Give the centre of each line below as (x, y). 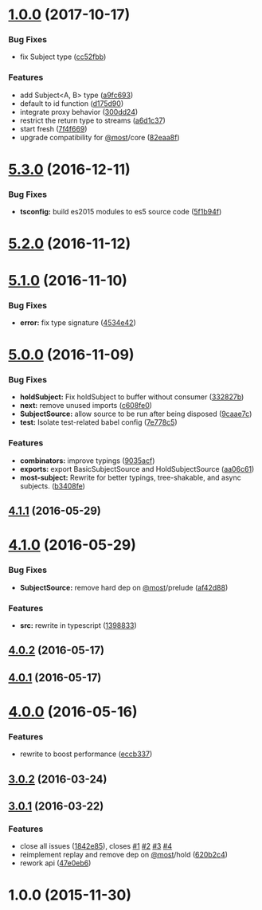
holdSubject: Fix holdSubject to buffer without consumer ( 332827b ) (132, 397)
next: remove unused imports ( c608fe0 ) (86, 406)
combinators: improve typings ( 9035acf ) (87, 461)
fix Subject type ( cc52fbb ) (63, 57)
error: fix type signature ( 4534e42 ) (78, 322)
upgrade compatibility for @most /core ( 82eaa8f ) (100, 137)
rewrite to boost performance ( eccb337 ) (86, 754)
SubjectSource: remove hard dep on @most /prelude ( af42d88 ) (124, 587)
